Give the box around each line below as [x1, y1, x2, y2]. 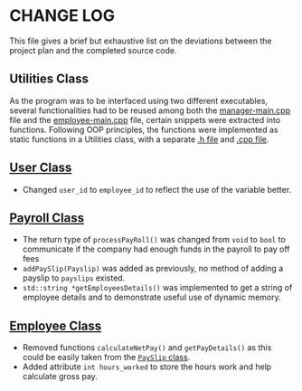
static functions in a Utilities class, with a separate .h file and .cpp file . [9, 133, 269, 145]
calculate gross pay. [22, 371, 98, 382]
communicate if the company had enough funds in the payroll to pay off [22, 243, 291, 254]
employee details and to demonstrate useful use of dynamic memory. [22, 291, 282, 303]
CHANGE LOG [9, 5, 116, 26]
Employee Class [9, 318, 102, 333]
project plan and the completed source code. [9, 44, 177, 55]
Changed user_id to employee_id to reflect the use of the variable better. [22, 184, 292, 195]
